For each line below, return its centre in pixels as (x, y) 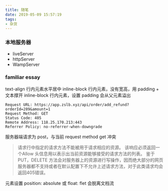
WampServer (26, 64)
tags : (11, 19)
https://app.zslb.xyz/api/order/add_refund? (82, 105)
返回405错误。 (33, 172)
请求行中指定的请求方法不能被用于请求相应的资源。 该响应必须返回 (87, 147)
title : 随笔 (17, 10)
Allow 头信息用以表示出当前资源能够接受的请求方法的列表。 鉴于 (88, 153)
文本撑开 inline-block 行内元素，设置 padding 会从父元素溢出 (68, 95)
